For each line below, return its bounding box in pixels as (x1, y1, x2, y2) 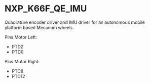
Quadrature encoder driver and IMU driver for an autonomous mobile (4, 19, 145, 25)
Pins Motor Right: (4, 58, 40, 64)
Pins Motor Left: (4, 34, 37, 40)
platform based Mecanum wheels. (4, 24, 74, 30)
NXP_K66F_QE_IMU (4, 3, 87, 14)
